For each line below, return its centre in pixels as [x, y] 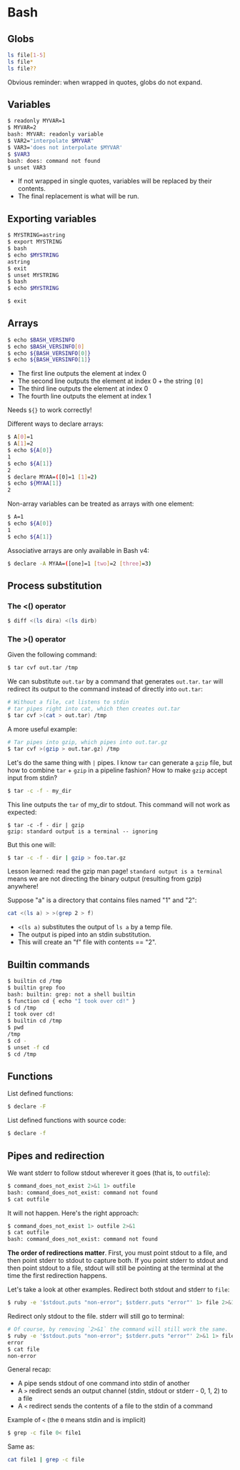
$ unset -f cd [29, 1047]
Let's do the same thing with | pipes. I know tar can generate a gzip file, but [120, 762]
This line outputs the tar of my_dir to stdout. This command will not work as [119, 804]
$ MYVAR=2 [22, 128]
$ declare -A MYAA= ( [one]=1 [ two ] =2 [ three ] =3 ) [80, 564]
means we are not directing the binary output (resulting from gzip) [105, 879]
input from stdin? [32, 777]
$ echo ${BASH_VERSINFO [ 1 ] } [49, 360]
